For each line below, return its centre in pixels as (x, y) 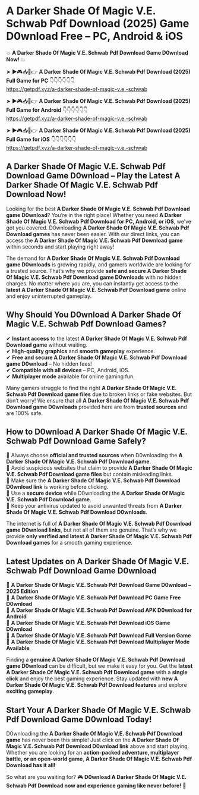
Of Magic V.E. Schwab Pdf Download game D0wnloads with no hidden (94, 277)
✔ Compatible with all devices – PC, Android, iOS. (68, 370)
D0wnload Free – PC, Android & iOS (94, 36)
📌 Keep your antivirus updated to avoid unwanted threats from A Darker (94, 506)
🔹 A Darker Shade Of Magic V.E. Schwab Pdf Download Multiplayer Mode (98, 642)
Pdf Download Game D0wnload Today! (79, 719)
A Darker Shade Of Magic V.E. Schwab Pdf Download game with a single (97, 673)
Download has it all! (31, 765)
